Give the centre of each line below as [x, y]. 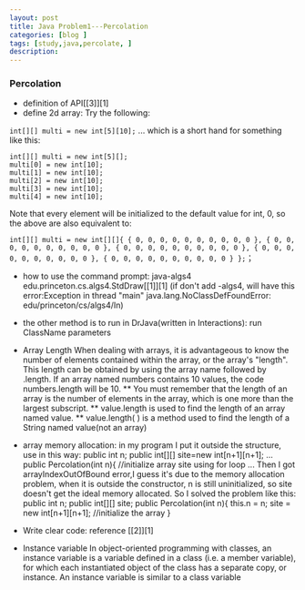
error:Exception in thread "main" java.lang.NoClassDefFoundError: [147, 296]
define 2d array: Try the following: [86, 113]
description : [34, 52]
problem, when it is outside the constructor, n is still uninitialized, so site [158, 484]
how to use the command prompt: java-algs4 [107, 276]
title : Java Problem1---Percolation [79, 26]
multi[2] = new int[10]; [56, 181]
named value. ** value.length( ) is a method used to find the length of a [156, 418]
